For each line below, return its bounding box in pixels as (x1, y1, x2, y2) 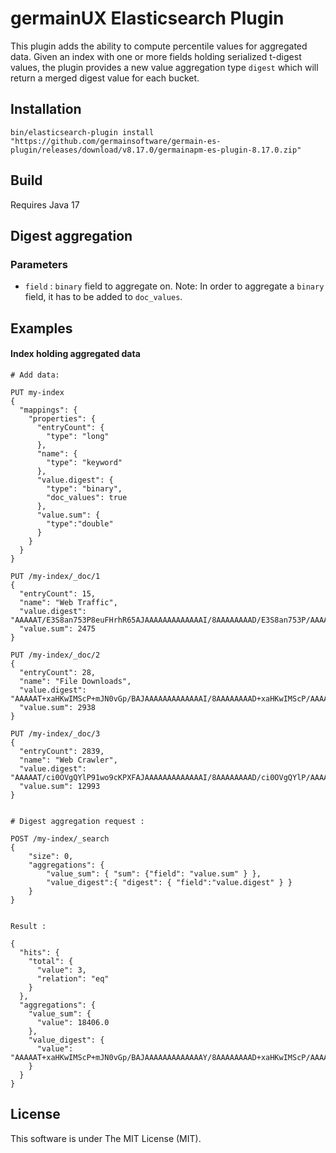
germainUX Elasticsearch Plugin (10, 7, 285, 30)
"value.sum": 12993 (19, 781, 101, 791)
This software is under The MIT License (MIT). (10, 1132, 202, 1144)
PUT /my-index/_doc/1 (10, 571, 101, 581)
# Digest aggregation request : (10, 816, 145, 826)
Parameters (10, 257, 68, 271)
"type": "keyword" (46, 457, 123, 467)
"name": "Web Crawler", (19, 755, 118, 765)
